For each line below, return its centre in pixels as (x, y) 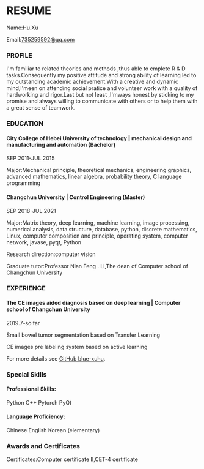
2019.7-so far (23, 323)
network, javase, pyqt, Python (44, 242)
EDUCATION (25, 124)
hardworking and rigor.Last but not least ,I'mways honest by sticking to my (100, 95)
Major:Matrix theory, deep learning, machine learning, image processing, (98, 223)
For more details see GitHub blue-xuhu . (56, 358)
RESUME (29, 11)
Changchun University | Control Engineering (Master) (76, 197)
